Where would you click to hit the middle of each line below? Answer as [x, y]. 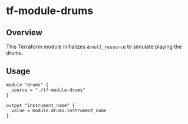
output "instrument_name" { [41, 105]
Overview [24, 33]
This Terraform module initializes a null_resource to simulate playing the [94, 46]
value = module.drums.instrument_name [59, 110]
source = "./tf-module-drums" [48, 90]
